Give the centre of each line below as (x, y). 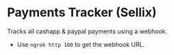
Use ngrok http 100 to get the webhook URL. (81, 44)
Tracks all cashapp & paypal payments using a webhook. (87, 31)
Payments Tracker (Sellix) (82, 13)
